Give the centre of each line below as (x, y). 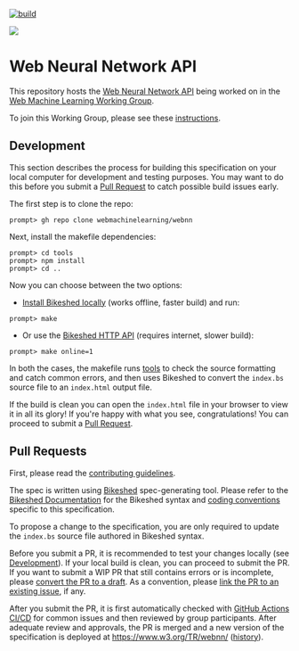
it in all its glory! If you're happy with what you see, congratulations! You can (149, 414)
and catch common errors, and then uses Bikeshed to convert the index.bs (147, 377)
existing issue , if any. (48, 591)
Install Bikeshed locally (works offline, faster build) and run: (131, 302)
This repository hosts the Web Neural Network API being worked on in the (145, 91)
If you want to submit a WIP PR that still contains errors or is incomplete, (141, 572)
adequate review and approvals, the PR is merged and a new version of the (147, 627)
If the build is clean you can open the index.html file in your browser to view (149, 404)
